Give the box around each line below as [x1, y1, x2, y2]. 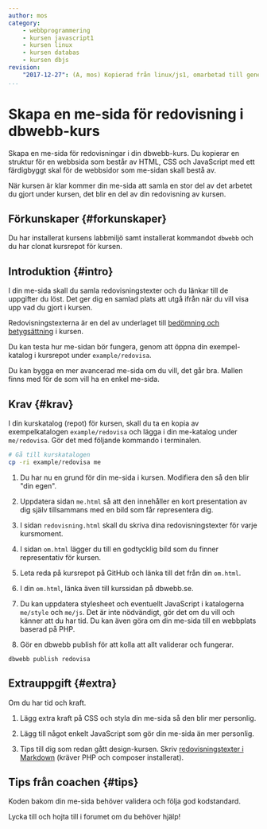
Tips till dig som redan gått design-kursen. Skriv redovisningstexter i [19, 744, 244, 753]
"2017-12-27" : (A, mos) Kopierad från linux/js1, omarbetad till [22, 71, 244, 79]
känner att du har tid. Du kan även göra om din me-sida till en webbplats [19, 616, 257, 625]
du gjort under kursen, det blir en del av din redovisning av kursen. [8, 189, 226, 199]
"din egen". [19, 481, 57, 490]
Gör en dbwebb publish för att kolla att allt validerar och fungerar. [19, 640, 234, 649]
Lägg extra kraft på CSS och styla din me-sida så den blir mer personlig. [19, 713, 257, 722]
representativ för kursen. [19, 552, 102, 562]
